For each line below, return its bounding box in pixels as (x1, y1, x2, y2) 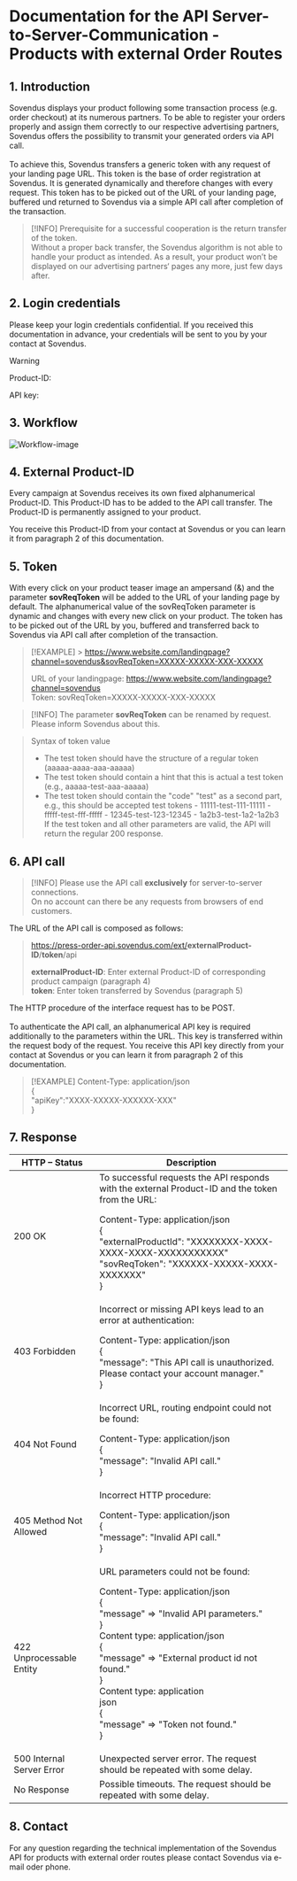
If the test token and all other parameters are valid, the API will (43, 819, 271, 830)
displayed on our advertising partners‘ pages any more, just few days (30, 261, 283, 271)
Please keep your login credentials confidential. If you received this (9, 319, 254, 329)
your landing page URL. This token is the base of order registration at (9, 168, 261, 179)
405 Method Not (13, 1514, 83, 1527)
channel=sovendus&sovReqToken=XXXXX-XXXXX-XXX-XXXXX (30, 656, 263, 667)
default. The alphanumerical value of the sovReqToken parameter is (9, 601, 256, 612)
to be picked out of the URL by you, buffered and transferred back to (9, 620, 260, 631)
